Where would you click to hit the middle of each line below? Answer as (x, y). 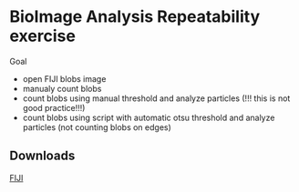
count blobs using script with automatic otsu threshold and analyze (149, 117)
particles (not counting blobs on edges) (97, 127)
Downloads (42, 156)
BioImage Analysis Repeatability (135, 17)
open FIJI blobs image (64, 78)
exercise (42, 36)
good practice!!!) (54, 107)
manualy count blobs (62, 88)
